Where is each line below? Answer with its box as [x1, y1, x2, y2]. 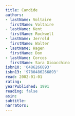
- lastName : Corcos [5, 55, 47, 61]
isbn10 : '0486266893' [5, 65, 52, 70]
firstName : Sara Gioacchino [10, 60, 70, 65]
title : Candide [5, 7, 38, 13]
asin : [5, 93, 17, 99]
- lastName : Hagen [5, 46, 45, 51]
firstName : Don [10, 50, 43, 55]
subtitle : [5, 98, 27, 103]
